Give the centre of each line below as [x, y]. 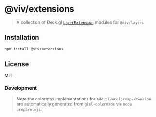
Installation [22, 38]
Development [21, 88]
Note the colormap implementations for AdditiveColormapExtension [84, 99]
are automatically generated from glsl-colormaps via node [74, 104]
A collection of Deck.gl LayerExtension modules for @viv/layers [80, 22]
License [17, 64]
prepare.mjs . [29, 109]
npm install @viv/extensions [34, 49]
